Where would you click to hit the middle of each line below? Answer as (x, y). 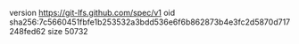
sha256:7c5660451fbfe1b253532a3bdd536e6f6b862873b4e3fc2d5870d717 (150, 22)
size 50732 (68, 31)
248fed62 (28, 31)
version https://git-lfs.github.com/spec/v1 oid (92, 13)
